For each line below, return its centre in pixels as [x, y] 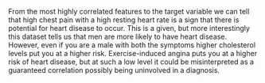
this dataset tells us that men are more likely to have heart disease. [118, 36]
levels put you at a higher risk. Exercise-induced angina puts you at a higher [132, 53]
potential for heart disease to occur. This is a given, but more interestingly [129, 28]
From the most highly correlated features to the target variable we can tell [129, 11]
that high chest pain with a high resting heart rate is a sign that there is [124, 20]
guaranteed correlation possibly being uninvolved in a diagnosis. [114, 70]
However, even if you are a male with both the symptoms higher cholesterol [132, 45]
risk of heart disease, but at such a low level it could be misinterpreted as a [131, 62]
